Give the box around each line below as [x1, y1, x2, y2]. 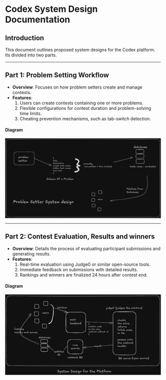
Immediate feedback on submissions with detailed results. [19, 266, 138, 273]
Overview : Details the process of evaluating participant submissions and [12, 245, 161, 251]
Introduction [5, 34, 44, 42]
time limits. [19, 110, 42, 116]
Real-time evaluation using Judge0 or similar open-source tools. [19, 261, 151, 267]
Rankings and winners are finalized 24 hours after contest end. [19, 272, 148, 278]
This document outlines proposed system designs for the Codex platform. [5, 47, 156, 52]
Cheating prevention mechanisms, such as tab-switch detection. [19, 115, 151, 122]
